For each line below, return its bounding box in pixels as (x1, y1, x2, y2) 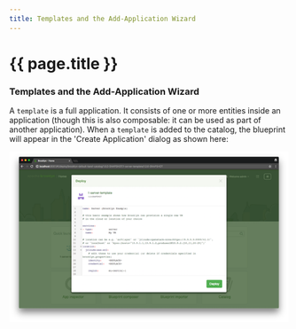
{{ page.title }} (9, 53, 119, 74)
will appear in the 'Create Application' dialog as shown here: (9, 134, 229, 145)
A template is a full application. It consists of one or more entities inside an (9, 106, 281, 116)
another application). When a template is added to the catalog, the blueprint (9, 124, 286, 135)
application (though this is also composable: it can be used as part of (9, 115, 261, 126)
